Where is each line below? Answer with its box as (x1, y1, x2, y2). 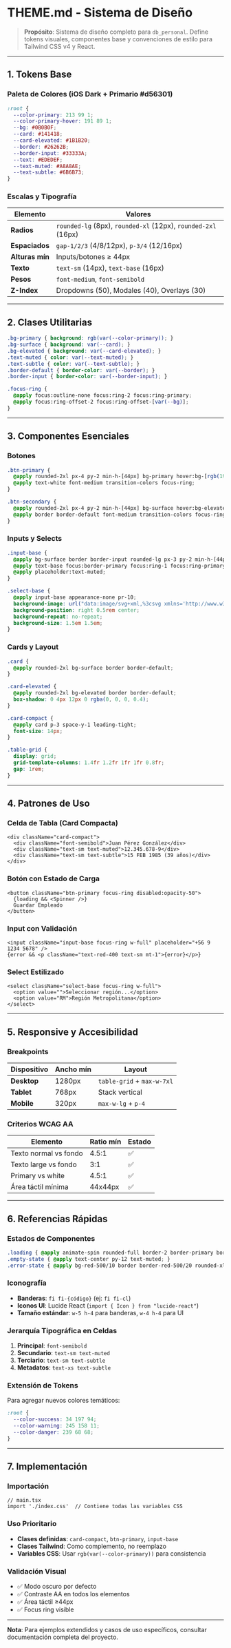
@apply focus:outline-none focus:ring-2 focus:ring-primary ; (13, 392, 192, 399)
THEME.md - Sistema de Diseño (7, 5, 193, 21)
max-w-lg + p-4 (98, 1098, 146, 1108)
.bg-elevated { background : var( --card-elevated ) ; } (7, 347, 162, 354)
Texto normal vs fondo (10, 1149, 84, 1158)
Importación (7, 1481, 49, 1491)
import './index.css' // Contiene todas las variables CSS (7, 1503, 184, 1510)
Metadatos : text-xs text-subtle (16, 1363, 111, 1372)
